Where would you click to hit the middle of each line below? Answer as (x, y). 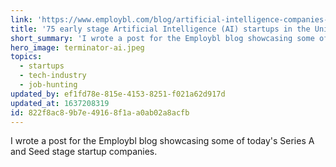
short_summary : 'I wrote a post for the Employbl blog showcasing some (162, 38)
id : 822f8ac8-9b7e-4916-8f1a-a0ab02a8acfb (100, 112)
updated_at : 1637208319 (60, 103)
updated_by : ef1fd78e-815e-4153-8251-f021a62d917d (118, 94)
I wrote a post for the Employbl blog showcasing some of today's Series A (162, 141)
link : (21, 19)
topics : (26, 57)
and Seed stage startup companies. (84, 152)
